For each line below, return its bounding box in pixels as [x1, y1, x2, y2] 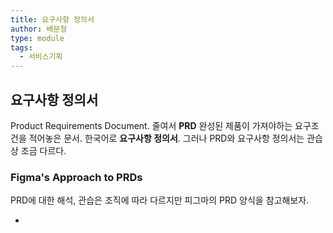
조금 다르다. [20, 144, 67, 156]
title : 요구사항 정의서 [10, 14, 95, 25]
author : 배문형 [10, 24, 68, 34]
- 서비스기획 [19, 52, 63, 62]
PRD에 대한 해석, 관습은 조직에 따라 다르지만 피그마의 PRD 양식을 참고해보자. [10, 194, 310, 206]
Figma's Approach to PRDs [10, 170, 143, 184]
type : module [10, 33, 65, 43]
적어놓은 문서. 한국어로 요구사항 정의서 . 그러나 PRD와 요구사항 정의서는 [28, 132, 305, 144]
